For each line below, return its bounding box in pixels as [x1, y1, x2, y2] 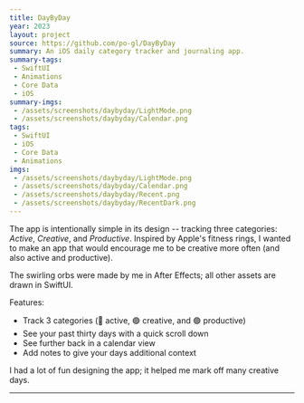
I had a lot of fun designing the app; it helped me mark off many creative [9, 364, 279, 376]
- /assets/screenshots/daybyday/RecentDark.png [13, 198, 196, 208]
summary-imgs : [9, 97, 63, 107]
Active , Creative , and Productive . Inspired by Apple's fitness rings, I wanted [9, 233, 291, 244]
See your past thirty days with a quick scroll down [22, 328, 210, 339]
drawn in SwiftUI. [9, 279, 74, 290]
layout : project [9, 30, 71, 39]
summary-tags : [9, 55, 63, 64]
